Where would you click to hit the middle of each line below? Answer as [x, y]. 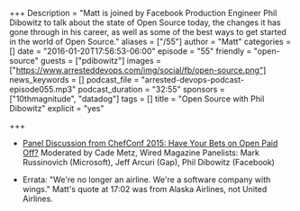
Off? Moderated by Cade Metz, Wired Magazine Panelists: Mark [141, 153]
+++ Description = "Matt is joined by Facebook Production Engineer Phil [143, 13]
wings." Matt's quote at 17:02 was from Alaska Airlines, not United [145, 189]
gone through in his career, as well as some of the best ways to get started [148, 32]
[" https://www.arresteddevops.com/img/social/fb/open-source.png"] [138, 70]
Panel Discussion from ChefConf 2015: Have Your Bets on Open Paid [150, 143]
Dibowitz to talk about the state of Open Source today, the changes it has [145, 22]
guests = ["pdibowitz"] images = [101, 61]
